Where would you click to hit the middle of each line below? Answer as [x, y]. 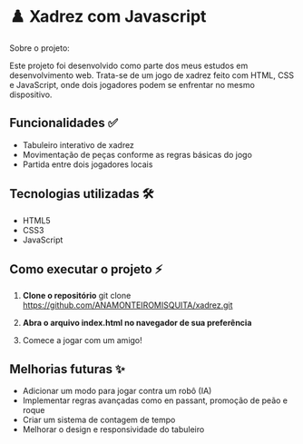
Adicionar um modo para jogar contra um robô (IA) [117, 391]
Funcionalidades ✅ [64, 123]
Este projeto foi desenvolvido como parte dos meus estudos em [129, 65]
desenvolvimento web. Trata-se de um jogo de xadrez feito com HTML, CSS [152, 75]
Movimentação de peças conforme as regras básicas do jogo [137, 154]
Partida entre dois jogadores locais [88, 164]
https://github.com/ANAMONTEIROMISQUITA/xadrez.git [127, 305]
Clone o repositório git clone [77, 296]
